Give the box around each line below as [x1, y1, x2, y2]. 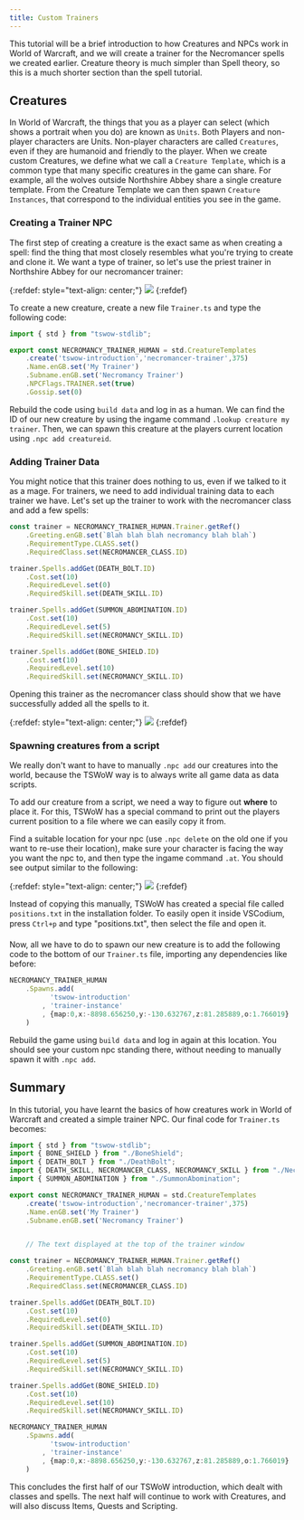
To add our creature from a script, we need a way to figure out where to [9, 797, 278, 808]
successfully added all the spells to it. [9, 698, 149, 709]
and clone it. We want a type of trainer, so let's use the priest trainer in [9, 256, 271, 267]
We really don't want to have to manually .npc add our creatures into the [9, 760, 279, 771]
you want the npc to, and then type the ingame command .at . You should [9, 852, 283, 864]
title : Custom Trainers [9, 13, 100, 23]
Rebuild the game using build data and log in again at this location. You [9, 1034, 278, 1045]
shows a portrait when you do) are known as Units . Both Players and [9, 127, 265, 138]
